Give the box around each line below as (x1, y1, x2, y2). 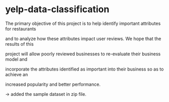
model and (5, 56, 28, 62)
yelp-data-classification (5, 4, 110, 15)
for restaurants (5, 25, 36, 31)
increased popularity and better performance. (5, 81, 101, 87)
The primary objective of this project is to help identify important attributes (5, 20, 161, 26)
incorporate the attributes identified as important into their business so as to (5, 66, 164, 72)
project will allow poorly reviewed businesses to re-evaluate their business (5, 51, 161, 57)
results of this (5, 41, 34, 47)
